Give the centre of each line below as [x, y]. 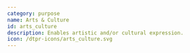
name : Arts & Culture [38, 20]
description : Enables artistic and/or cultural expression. [96, 33]
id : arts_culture [32, 26]
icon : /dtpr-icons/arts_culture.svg [60, 39]
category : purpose [34, 13]
